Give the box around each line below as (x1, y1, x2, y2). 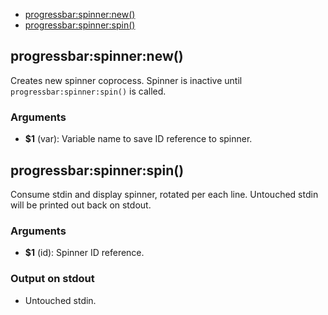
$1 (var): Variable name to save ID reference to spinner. (24, 133, 253, 145)
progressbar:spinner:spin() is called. (10, 85, 167, 97)
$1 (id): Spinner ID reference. (24, 247, 145, 259)
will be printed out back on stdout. (10, 199, 152, 211)
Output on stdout (10, 272, 95, 286)
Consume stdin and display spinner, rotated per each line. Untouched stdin (10, 188, 319, 200)
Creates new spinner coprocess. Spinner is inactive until (10, 74, 243, 86)
